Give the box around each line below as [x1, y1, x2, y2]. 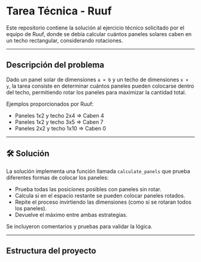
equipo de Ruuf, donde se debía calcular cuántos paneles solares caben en [6, 30, 192, 37]
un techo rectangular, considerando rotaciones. [6, 37, 124, 44]
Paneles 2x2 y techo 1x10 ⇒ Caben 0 [14, 124, 106, 132]
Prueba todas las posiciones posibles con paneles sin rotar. [14, 185, 162, 193]
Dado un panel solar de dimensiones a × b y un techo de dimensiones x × [6, 76, 189, 83]
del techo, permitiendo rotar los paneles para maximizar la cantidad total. [6, 88, 187, 96]
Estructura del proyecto [6, 245, 97, 256]
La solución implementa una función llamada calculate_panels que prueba [6, 167, 190, 175]
